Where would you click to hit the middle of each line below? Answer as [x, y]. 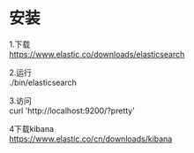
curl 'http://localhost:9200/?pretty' [72, 111]
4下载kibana [32, 128]
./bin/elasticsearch [43, 82]
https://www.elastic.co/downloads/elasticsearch [97, 54]
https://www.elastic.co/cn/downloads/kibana [91, 139]
